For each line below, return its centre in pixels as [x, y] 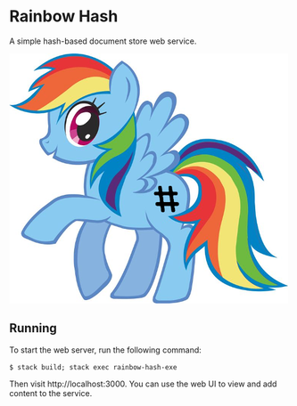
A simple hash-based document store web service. [103, 41]
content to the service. [51, 393]
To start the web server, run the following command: [106, 350]
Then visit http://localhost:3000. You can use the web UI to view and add [143, 384]
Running [33, 328]
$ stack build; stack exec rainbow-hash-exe [93, 367]
